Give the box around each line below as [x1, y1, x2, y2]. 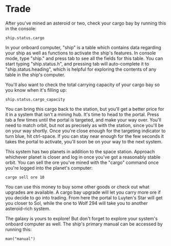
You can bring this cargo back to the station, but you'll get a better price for [5, 106, 165, 112]
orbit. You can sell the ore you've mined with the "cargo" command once [5, 159, 159, 166]
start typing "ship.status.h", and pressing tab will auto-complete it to [5, 60, 149, 67]
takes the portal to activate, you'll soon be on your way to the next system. [5, 138, 163, 145]
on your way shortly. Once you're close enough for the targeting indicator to [5, 128, 166, 134]
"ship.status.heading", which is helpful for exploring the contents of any [5, 66, 157, 72]
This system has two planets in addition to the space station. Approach [5, 148, 155, 154]
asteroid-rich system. [5, 206, 51, 212]
